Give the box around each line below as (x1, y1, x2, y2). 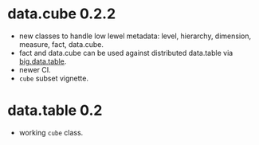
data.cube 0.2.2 (7, 5, 116, 23)
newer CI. (18, 65, 51, 74)
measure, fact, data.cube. (18, 39, 104, 49)
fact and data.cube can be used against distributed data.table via (18, 48, 233, 57)
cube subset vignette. (18, 73, 89, 83)
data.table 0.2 (7, 101, 103, 120)
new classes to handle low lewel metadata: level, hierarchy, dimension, (18, 31, 252, 41)
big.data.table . (18, 57, 67, 66)
